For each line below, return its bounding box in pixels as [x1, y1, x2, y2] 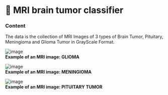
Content [5, 22, 26, 29]
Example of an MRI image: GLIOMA [5, 54, 79, 60]
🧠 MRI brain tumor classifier [5, 4, 124, 16]
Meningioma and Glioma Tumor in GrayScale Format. [5, 39, 115, 45]
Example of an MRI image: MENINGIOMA [5, 69, 92, 75]
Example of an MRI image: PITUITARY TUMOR [5, 84, 103, 90]
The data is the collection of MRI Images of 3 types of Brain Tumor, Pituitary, [5, 33, 163, 39]
